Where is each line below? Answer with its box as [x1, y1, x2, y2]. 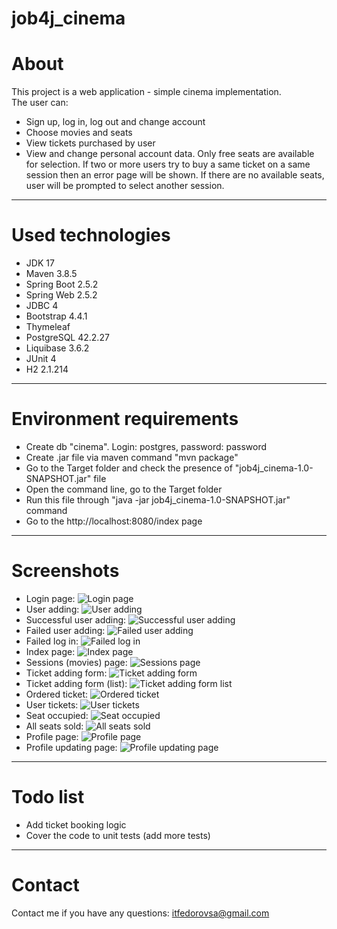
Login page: [25, 592, 76, 604]
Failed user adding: [25, 624, 106, 636]
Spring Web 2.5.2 [25, 289, 98, 301]
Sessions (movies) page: [25, 656, 128, 668]
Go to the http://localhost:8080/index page [25, 515, 203, 527]
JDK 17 [25, 257, 55, 269]
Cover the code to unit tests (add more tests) [25, 829, 211, 841]
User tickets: [25, 698, 79, 711]
